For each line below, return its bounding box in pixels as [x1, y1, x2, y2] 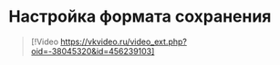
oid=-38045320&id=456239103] [30, 45, 155, 56]
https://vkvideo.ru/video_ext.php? [60, 36, 188, 47]
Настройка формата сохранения [8, 6, 272, 27]
